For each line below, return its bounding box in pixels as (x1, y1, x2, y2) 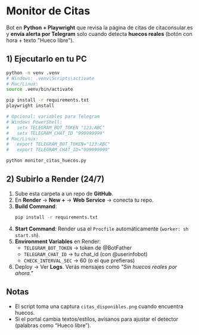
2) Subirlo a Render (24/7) (6, 174, 105, 185)
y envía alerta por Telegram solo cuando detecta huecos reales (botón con (6, 30, 192, 37)
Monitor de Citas (6, 4, 91, 18)
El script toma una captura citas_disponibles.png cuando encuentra (14, 303, 184, 310)
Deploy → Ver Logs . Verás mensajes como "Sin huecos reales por (14, 263, 178, 270)
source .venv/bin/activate (6, 87, 73, 93)
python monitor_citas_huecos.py (6, 158, 86, 164)
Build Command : (14, 202, 57, 210)
